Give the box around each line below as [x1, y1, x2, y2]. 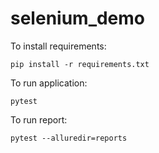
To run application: [10, 77, 88, 89]
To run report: [10, 113, 68, 126]
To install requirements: [10, 40, 107, 52]
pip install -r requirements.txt [10, 59, 150, 69]
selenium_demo [10, 7, 146, 30]
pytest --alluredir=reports [10, 133, 128, 143]
